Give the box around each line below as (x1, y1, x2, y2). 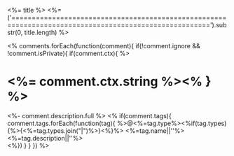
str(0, (7, 28, 23, 36)
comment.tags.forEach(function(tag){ (7, 119, 116, 127)
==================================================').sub (7, 21, 227, 29)
